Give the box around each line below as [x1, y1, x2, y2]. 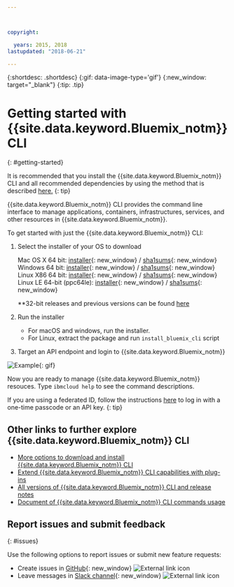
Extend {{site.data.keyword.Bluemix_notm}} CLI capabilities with [17, 468, 204, 477]
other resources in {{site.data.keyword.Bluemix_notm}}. [7, 215, 168, 224]
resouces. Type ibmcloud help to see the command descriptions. [7, 382, 195, 391]
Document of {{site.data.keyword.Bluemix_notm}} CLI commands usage [17, 498, 226, 506]
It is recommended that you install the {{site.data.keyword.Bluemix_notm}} [7, 172, 222, 180]
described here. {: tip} [7, 187, 71, 195]
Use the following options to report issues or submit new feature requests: [7, 550, 222, 558]
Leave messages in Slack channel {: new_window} [17, 571, 162, 579]
